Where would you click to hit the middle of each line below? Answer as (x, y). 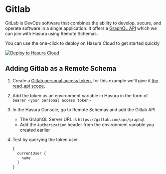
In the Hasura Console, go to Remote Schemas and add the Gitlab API (84, 109)
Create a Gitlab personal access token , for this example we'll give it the (85, 80)
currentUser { (32, 153)
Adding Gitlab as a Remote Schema (61, 69)
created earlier (35, 130)
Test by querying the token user (45, 139)
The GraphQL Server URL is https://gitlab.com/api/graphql (83, 119)
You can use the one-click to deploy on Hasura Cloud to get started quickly (83, 43)
